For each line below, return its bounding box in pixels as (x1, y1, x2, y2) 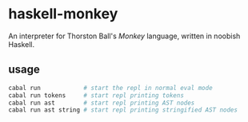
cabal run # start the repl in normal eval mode (8, 84, 214, 92)
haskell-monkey (8, 5, 118, 23)
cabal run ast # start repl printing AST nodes (8, 99, 195, 107)
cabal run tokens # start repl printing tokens (8, 91, 184, 100)
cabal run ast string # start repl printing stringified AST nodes (8, 106, 238, 114)
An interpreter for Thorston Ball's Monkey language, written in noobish (8, 31, 241, 41)
